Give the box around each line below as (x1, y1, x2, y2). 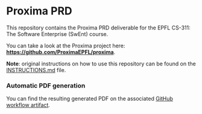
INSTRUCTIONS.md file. (6, 66, 66, 73)
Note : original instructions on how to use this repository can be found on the (6, 60, 196, 67)
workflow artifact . (6, 101, 50, 109)
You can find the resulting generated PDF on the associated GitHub (6, 95, 174, 103)
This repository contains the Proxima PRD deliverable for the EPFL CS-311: (6, 24, 191, 31)
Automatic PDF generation (6, 81, 86, 89)
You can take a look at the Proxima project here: (6, 42, 125, 49)
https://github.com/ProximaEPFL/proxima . (6, 48, 116, 55)
